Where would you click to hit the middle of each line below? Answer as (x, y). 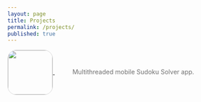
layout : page (27, 14)
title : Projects (31, 21)
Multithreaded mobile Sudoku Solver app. (133, 72)
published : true (31, 34)
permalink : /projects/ (41, 27)
